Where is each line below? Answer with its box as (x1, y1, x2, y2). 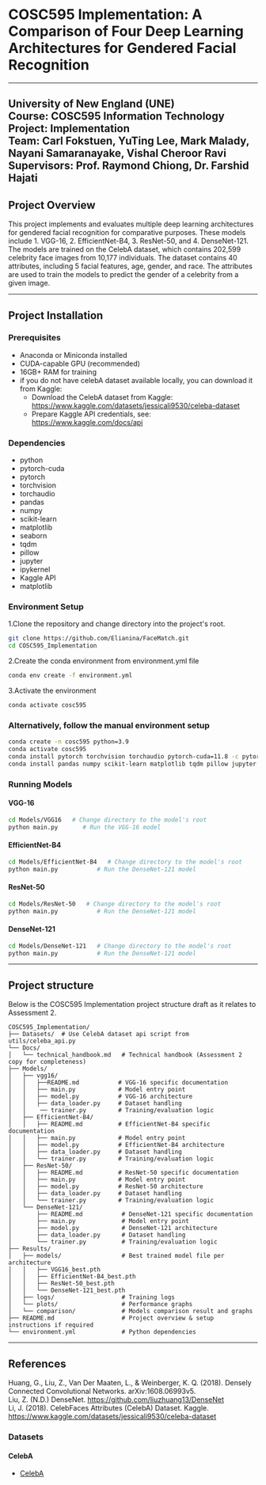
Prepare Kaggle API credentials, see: (31, 409, 152, 419)
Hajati (8, 172, 38, 185)
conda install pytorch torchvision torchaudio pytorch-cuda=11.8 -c (8, 752, 239, 761)
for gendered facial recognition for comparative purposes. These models (8, 228, 246, 237)
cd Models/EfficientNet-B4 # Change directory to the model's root (8, 857, 243, 866)
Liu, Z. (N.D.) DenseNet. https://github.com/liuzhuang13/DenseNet (8, 1395, 224, 1404)
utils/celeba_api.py (8, 1037, 77, 1046)
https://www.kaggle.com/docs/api (31, 417, 143, 427)
